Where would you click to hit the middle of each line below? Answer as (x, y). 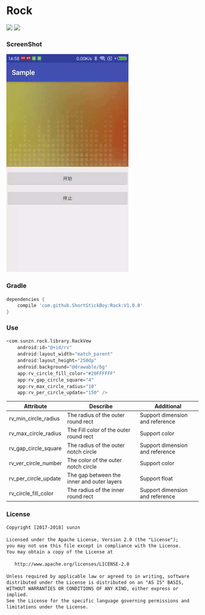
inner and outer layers (94, 482)
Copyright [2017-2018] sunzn (43, 528)
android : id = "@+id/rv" (45, 348)
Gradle (16, 286)
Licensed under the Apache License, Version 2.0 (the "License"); (92, 540)
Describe (101, 406)
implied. (17, 595)
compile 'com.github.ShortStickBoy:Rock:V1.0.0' (80, 306)
